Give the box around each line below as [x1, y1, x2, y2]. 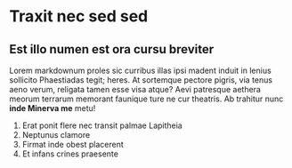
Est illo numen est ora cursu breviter [9, 42, 215, 57]
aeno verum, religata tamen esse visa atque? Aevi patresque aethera [9, 84, 261, 94]
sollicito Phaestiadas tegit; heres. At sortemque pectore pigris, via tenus [9, 75, 273, 85]
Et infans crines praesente [21, 148, 118, 159]
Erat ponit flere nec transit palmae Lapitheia [21, 120, 182, 131]
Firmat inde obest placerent [21, 140, 124, 149]
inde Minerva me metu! [9, 103, 96, 113]
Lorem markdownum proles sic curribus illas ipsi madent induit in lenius [9, 65, 272, 76]
